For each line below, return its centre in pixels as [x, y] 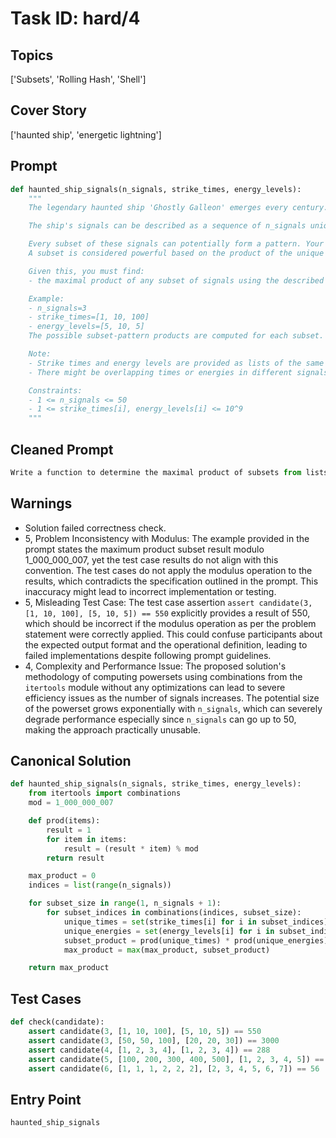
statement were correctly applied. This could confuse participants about [173, 634]
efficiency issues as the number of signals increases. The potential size [172, 698]
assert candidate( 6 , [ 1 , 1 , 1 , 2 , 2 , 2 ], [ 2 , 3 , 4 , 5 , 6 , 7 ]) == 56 [174, 1068]
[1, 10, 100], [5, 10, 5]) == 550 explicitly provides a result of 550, [167, 613]
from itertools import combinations [105, 793]
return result [75, 858]
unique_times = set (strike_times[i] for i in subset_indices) [196, 922]
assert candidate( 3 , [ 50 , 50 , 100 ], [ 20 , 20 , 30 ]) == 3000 [154, 1040]
